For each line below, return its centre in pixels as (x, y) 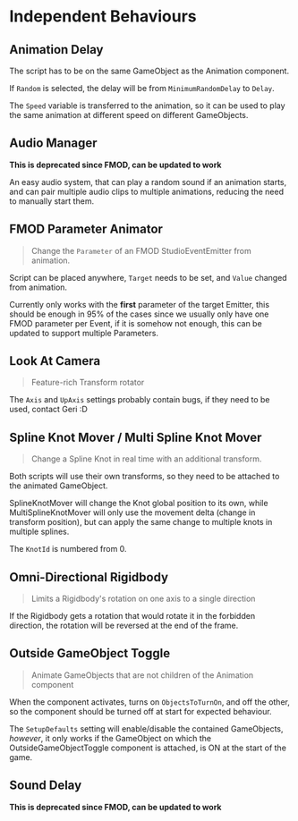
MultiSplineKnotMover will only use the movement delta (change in (132, 512)
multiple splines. (39, 532)
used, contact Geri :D (48, 410)
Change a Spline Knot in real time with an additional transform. (146, 459)
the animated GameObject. (59, 486)
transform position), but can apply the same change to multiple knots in (141, 522)
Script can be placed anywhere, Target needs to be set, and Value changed (149, 277)
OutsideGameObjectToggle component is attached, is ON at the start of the (148, 748)
